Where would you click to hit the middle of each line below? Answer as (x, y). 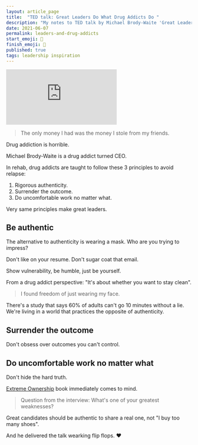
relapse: (16, 173)
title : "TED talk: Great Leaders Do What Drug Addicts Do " (83, 17)
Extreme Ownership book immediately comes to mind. (72, 389)
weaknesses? (37, 407)
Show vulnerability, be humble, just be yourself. (64, 271)
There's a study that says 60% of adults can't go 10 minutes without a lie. (95, 306)
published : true (26, 50)
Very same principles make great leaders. (57, 209)
